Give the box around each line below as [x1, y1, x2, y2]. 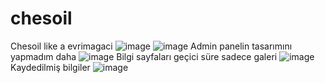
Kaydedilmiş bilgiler [10, 61, 91, 73]
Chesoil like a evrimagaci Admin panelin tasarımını [10, 40, 293, 52]
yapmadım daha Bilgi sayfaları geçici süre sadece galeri [10, 50, 278, 62]
